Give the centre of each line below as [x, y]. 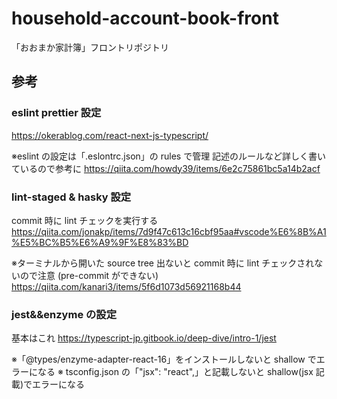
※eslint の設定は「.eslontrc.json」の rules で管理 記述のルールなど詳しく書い [169, 156]
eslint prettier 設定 [56, 113]
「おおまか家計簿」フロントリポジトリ [90, 47]
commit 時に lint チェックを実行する [85, 220]
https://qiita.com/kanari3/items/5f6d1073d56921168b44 [126, 286]
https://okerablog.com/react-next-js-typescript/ [110, 135]
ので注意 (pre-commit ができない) [89, 275]
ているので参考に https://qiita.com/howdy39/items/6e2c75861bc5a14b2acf [166, 168]
